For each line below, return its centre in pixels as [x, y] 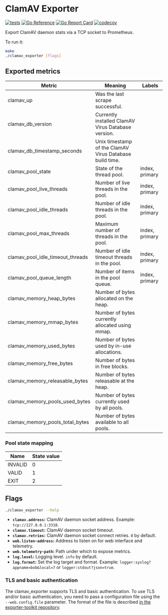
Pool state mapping [29, 443]
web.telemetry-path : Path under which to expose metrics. [72, 551]
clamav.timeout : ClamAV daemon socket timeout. [63, 530]
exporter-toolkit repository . [33, 607]
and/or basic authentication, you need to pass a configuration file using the [82, 596]
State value [46, 456]
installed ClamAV [115, 120]
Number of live [112, 182]
